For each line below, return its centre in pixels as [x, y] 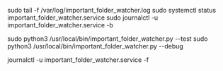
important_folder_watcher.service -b [60, 25]
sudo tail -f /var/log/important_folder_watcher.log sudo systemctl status [112, 10]
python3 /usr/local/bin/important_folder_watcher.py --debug [96, 46]
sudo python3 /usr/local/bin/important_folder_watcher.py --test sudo [108, 39]
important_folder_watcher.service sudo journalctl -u [83, 18]
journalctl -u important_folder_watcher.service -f [78, 60]
